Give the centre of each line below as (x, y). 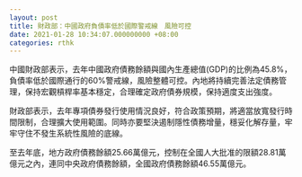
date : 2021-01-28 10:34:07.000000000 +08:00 (94, 34)
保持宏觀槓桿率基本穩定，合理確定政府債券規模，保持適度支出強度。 (151, 92)
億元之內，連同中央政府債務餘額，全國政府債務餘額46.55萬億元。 (130, 164)
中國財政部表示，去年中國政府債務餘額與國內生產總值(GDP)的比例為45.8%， (151, 69)
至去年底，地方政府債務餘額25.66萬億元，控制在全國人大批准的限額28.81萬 (148, 153)
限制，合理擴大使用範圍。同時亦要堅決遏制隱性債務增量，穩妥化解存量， (151, 122)
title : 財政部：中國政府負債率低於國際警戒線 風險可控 (100, 26)
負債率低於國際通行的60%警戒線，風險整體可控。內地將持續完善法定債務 (144, 81)
